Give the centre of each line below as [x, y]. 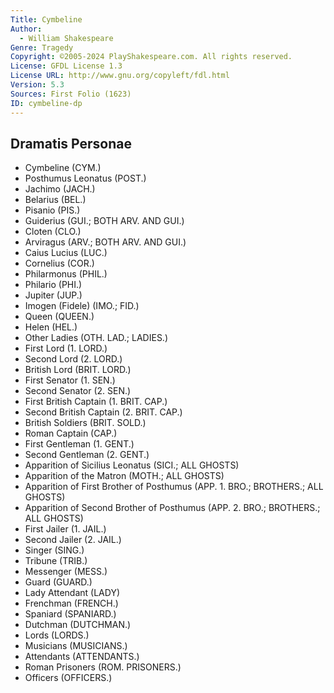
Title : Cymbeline [46, 19]
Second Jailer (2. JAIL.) [73, 540]
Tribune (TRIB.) [56, 561]
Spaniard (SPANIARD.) [70, 614]
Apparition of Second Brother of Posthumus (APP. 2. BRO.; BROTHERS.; [172, 508]
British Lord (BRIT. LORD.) [78, 370]
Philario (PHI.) [53, 285]
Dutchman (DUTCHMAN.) [78, 625]
